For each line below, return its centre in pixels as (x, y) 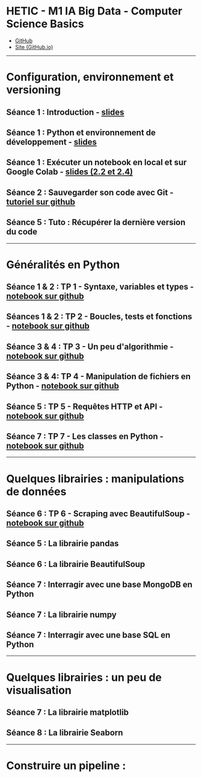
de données (36, 491)
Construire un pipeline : (66, 766)
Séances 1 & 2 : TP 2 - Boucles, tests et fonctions (99, 317)
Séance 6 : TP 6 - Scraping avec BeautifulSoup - (98, 514)
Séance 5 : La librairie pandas (63, 544)
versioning (34, 90)
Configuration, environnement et (90, 77)
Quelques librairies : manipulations (95, 479)
